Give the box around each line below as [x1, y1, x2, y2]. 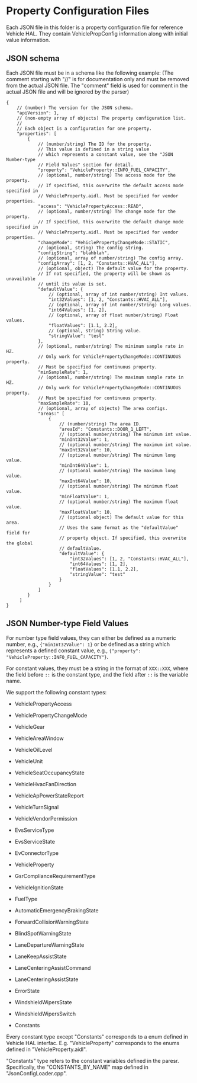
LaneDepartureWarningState [14, 941, 85, 949]
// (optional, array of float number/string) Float [48, 312, 179, 318]
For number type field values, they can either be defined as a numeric [6, 634, 176, 641]
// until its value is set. [37, 281, 108, 287]
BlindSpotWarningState [14, 930, 72, 937]
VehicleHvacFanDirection [14, 780, 77, 787]
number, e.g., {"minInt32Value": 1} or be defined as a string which [6, 640, 170, 648]
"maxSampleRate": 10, [37, 400, 92, 406]
